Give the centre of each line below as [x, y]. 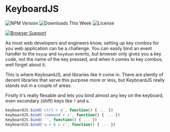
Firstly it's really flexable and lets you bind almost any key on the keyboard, [84, 95]
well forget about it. [26, 64]
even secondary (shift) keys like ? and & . [48, 101]
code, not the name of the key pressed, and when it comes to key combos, [84, 59]
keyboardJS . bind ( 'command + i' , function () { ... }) [63, 115]
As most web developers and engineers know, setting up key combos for [82, 43]
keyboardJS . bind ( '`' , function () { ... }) [51, 120]
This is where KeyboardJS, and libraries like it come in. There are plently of [84, 74]
